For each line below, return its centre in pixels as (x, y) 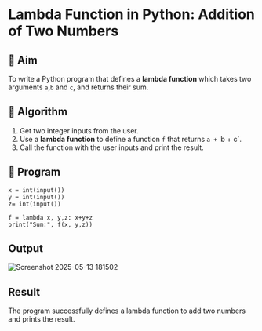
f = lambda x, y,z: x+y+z (50, 217)
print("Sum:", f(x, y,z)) (50, 224)
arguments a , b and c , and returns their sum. (78, 87)
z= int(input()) (35, 204)
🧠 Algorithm (38, 112)
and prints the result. (42, 319)
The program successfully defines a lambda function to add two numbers (127, 311)
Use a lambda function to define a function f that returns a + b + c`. (130, 139)
